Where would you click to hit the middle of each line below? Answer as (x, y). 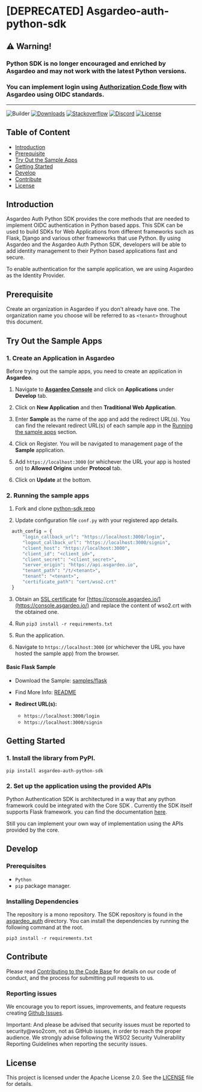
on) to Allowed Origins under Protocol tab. (68, 468)
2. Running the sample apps (48, 495)
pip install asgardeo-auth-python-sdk (55, 771)
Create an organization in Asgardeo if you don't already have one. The (93, 309)
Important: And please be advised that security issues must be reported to (98, 1025)
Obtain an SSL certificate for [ (52, 599)
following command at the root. (45, 927)
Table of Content (38, 133)
